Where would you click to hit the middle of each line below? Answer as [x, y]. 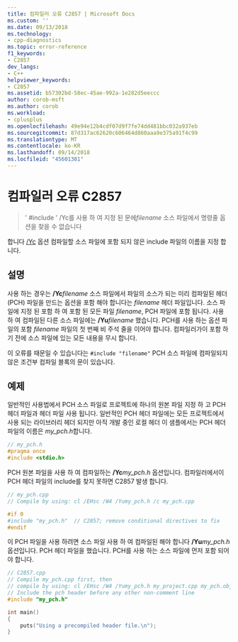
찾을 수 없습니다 [60, 226]
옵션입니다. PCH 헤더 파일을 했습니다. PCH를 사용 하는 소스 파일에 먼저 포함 [112, 550]
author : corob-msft [36, 100]
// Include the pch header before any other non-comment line [101, 593]
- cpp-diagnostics [34, 40]
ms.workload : [27, 113]
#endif [17, 527]
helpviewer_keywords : [39, 80]
